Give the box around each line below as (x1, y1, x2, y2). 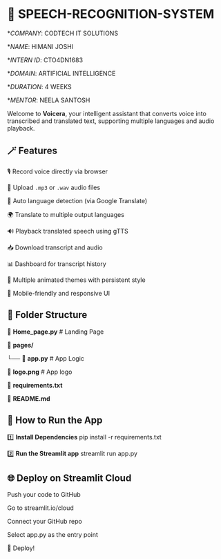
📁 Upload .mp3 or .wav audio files (7, 183, 101, 191)
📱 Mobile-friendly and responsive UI (7, 289, 110, 297)
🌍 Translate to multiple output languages (7, 210, 124, 218)
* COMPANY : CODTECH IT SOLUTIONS (7, 29, 119, 37)
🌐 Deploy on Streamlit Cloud (7, 472, 132, 484)
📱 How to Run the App (7, 414, 103, 426)
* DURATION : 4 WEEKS (7, 82, 72, 91)
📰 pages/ (7, 341, 34, 349)
